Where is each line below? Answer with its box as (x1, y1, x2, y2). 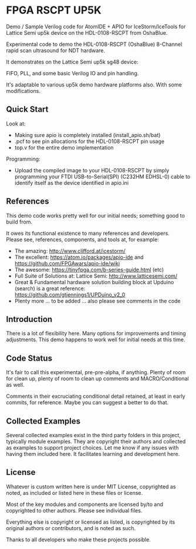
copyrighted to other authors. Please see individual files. (6, 507, 143, 514)
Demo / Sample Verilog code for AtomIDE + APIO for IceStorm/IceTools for (6, 23, 186, 30)
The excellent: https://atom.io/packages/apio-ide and (14, 254, 144, 261)
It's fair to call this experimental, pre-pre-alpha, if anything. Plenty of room (6, 369, 186, 376)
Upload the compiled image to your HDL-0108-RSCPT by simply (14, 167, 170, 174)
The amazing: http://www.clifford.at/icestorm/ (14, 247, 126, 254)
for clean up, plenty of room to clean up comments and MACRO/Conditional (6, 375, 189, 382)
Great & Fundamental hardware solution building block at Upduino (14, 278, 174, 285)
